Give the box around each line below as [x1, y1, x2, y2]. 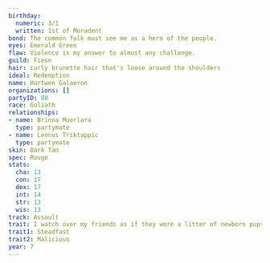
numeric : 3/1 [15, 19, 59, 27]
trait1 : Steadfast [8, 228, 70, 237]
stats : [8, 161, 31, 169]
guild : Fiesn [8, 57, 52, 65]
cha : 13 [15, 168, 42, 176]
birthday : [8, 11, 42, 20]
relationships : [8, 109, 59, 117]
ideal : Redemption [8, 71, 70, 79]
